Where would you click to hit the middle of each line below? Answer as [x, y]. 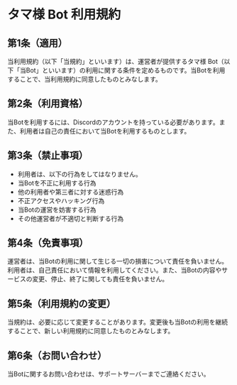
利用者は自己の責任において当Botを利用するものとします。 [105, 131]
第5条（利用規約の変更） [62, 304]
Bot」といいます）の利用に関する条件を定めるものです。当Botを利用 [126, 70]
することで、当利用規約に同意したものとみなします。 [84, 79]
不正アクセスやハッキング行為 [61, 200]
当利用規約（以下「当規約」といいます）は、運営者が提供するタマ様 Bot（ [116, 61]
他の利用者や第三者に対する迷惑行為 [71, 192]
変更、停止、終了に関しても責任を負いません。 [100, 279]
